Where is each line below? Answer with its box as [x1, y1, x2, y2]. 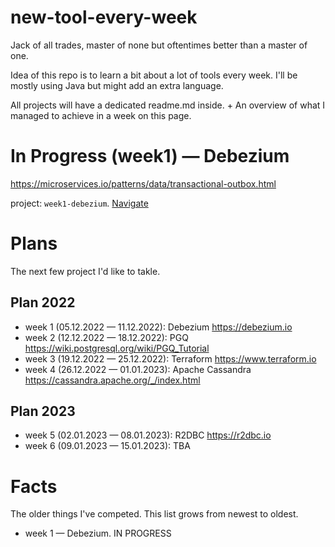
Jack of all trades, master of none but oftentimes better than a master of [10, 39, 308, 51]
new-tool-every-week [10, 6, 198, 29]
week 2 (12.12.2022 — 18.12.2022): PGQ [24, 331, 189, 343]
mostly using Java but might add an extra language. [10, 79, 224, 91]
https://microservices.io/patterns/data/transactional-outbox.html [10, 177, 277, 190]
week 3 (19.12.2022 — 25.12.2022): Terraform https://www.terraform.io [24, 352, 317, 365]
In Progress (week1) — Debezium [10, 145, 290, 168]
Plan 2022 [10, 294, 76, 311]
